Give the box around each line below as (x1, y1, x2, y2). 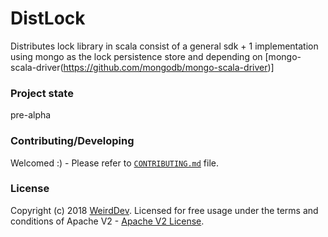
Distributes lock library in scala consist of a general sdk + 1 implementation (10, 40, 319, 52)
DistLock (10, 7, 86, 30)
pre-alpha (10, 109, 52, 121)
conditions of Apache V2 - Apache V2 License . (10, 215, 205, 227)
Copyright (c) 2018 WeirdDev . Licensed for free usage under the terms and (10, 204, 319, 216)
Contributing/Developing (10, 134, 135, 148)
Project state (10, 86, 74, 100)
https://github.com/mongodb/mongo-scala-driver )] (63, 61, 275, 73)
